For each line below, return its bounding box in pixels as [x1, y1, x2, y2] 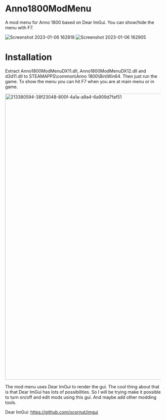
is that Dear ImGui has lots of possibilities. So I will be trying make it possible [5, 389, 161, 395]
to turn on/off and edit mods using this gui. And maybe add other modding [5, 394, 157, 400]
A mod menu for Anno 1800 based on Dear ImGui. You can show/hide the [5, 19, 155, 25]
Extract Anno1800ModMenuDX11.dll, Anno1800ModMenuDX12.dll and [5, 68, 147, 74]
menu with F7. [5, 24, 34, 30]
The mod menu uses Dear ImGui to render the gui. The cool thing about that [5, 383, 160, 389]
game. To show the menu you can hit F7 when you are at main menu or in [5, 78, 155, 84]
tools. [5, 399, 17, 405]
